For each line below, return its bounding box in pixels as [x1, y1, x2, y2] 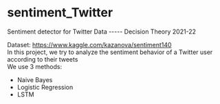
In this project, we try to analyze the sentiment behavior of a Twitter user [7, 48, 213, 56]
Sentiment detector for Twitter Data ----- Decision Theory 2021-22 [7, 27, 197, 36]
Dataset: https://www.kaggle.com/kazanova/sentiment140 [7, 40, 172, 49]
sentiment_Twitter [7, 5, 113, 21]
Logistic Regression [16, 83, 74, 91]
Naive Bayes [16, 75, 53, 83]
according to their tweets [7, 55, 78, 63]
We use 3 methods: [7, 62, 63, 70]
